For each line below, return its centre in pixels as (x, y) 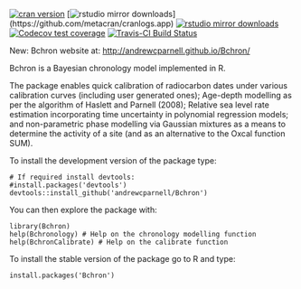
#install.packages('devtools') (68, 185)
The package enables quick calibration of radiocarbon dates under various (148, 85)
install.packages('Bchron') (62, 275)
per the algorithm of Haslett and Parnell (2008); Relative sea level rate (139, 105)
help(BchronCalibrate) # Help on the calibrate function (119, 242)
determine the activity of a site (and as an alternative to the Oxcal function (148, 134)
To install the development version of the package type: (113, 161)
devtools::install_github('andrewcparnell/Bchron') (108, 193)
